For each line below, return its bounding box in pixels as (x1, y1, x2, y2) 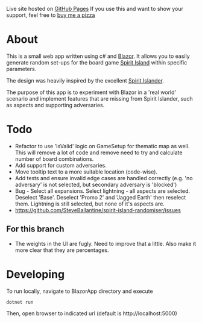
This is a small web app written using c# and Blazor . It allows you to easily (6, 52, 190, 60)
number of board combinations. (14, 155, 94, 162)
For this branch (6, 224, 65, 234)
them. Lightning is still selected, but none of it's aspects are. (14, 200, 165, 207)
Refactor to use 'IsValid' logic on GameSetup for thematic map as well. (14, 142, 190, 149)
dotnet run (6, 299, 34, 305)
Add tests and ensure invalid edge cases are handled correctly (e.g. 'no (14, 174, 193, 181)
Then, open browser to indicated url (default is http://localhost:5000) (6, 310, 178, 317)
